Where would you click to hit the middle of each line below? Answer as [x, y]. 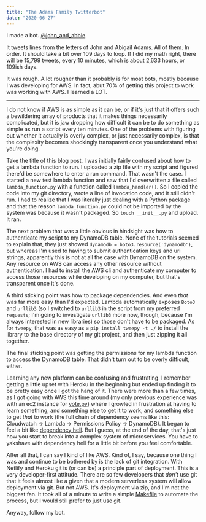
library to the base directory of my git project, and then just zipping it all [97, 334]
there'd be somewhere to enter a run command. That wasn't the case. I [96, 173]
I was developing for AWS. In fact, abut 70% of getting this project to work [100, 85]
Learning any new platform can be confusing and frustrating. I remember [98, 378]
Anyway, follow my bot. [36, 512]
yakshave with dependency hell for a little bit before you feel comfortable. [100, 443]
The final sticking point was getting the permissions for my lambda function [102, 353]
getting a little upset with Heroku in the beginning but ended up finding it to [101, 384]
